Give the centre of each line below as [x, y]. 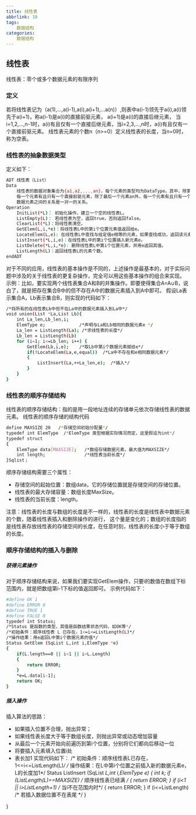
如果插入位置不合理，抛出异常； [53, 728]
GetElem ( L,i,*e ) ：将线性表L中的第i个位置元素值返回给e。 [79, 229]
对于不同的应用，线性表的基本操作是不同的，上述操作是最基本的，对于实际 [95, 268]
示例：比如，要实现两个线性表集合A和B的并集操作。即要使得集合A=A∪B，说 [97, 283]
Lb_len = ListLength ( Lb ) [47, 336]
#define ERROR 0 [26, 605]
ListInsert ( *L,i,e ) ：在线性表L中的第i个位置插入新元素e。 [81, 240]
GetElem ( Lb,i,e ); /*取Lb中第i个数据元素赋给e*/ [85, 347]
